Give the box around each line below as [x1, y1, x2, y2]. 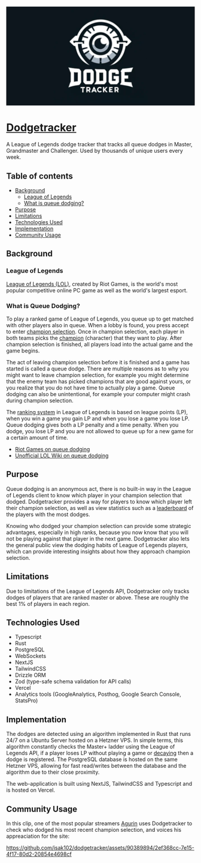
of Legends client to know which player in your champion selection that [6, 491, 182, 499]
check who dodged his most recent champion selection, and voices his [6, 826, 181, 834]
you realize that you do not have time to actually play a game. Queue [6, 384, 175, 391]
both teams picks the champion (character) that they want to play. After [6, 334, 182, 342]
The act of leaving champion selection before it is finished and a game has [6, 359, 190, 366]
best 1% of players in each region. [6, 600, 90, 607]
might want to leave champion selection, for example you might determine [6, 372, 189, 379]
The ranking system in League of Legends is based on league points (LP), [6, 409, 188, 416]
